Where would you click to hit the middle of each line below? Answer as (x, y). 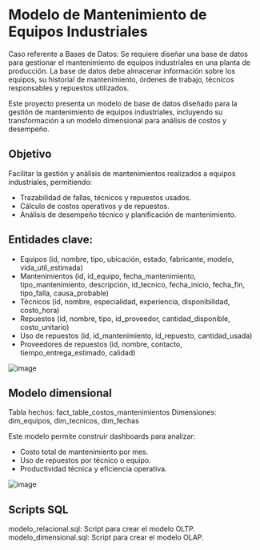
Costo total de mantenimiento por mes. (84, 452)
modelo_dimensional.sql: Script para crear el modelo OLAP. (106, 537)
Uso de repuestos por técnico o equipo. (85, 460)
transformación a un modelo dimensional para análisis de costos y (117, 120)
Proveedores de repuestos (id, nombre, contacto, (101, 344)
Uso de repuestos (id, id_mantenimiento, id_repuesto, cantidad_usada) (136, 335)
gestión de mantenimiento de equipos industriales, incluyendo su (116, 112)
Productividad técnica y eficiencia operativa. (93, 469)
